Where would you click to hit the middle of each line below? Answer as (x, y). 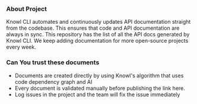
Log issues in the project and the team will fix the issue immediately (97, 94)
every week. (21, 47)
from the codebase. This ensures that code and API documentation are (93, 28)
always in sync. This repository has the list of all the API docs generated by (98, 34)
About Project (27, 9)
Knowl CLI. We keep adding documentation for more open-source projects (97, 41)
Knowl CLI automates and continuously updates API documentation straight (99, 22)
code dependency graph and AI (53, 81)
